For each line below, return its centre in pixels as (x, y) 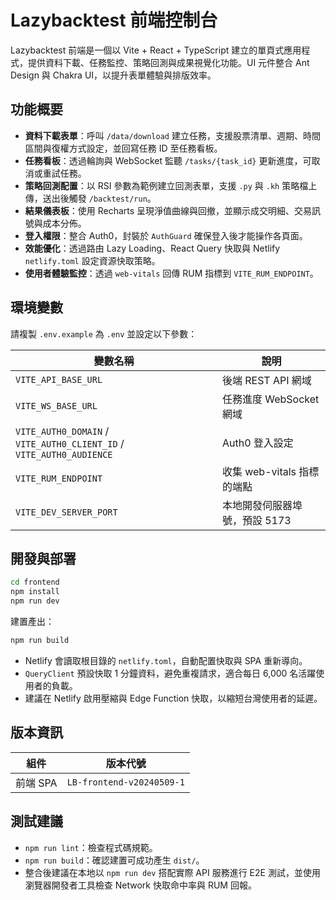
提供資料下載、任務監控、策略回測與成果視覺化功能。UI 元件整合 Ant (168, 62)
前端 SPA (36, 783)
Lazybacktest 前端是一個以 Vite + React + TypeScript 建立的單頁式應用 (156, 50)
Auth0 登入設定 (257, 443)
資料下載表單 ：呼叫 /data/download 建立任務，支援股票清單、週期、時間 (172, 135)
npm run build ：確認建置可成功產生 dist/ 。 (114, 860)
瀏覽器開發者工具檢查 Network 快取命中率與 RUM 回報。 (140, 885)
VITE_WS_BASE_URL (56, 405)
